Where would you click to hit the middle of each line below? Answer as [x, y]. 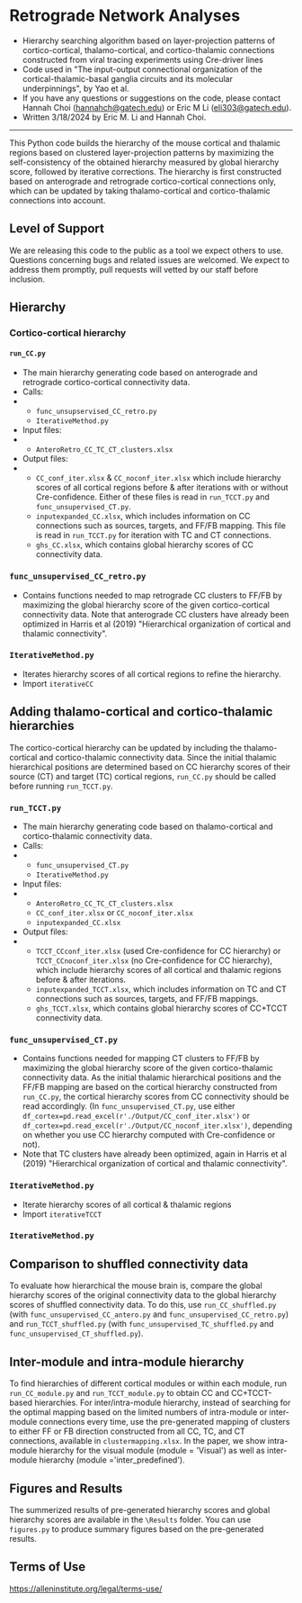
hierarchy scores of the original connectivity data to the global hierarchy [143, 1295]
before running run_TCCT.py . [62, 786]
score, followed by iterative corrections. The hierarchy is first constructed [146, 171]
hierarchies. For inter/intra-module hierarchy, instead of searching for [163, 1403]
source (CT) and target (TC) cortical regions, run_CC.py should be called [143, 776]
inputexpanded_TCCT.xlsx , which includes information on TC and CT [161, 989]
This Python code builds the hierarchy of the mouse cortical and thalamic [145, 143]
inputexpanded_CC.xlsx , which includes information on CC [143, 516]
